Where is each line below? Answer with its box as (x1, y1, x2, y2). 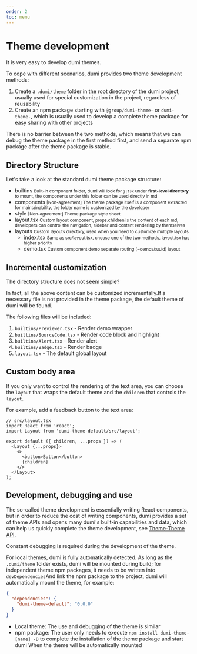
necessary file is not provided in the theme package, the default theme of (6, 296, 184, 303)
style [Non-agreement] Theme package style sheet (14, 210, 121, 217)
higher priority (23, 240, 53, 246)
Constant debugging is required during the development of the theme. (6, 542, 176, 549)
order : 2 (6, 8, 28, 15)
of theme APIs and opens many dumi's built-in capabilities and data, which (6, 519, 187, 526)
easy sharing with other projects (14, 119, 93, 127)
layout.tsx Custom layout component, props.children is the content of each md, (14, 216, 179, 224)
